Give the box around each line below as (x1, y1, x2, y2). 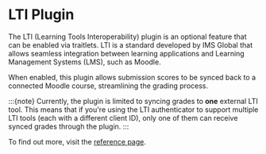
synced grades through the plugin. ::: (8, 121, 129, 131)
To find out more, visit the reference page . (8, 137, 147, 146)
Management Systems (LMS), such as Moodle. (8, 57, 161, 67)
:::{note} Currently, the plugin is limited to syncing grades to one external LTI (8, 96, 258, 106)
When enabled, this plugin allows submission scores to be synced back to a (8, 72, 256, 82)
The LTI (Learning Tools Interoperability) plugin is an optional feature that (8, 32, 247, 41)
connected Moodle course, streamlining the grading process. (8, 81, 209, 90)
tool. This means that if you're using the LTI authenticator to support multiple (8, 105, 259, 114)
